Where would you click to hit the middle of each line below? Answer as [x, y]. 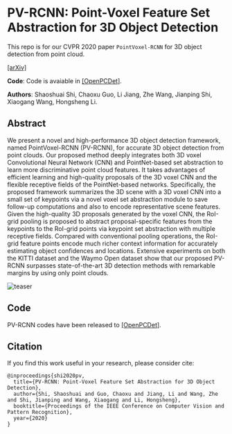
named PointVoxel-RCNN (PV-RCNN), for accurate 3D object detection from [116, 148]
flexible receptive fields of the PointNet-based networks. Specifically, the [111, 184]
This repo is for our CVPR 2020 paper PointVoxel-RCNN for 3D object [105, 46]
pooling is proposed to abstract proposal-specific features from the [116, 221]
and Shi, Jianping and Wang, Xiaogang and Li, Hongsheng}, [94, 400]
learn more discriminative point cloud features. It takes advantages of [106, 170]
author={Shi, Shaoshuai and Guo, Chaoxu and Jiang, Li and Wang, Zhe [116, 394]
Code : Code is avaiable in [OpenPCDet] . [65, 80]
